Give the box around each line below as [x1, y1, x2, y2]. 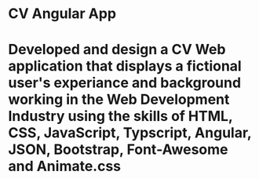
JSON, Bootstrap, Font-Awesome [8, 141, 228, 159]
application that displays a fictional [8, 57, 242, 75]
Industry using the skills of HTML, [8, 108, 233, 126]
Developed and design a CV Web [8, 41, 226, 59]
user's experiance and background [8, 74, 242, 92]
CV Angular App [8, 5, 116, 23]
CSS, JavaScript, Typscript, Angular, [8, 124, 252, 142]
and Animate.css [8, 158, 122, 175]
